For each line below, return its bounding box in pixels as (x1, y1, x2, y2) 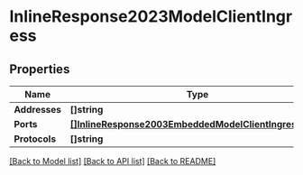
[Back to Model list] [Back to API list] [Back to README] (9, 156, 216, 166)
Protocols (14, 133, 57, 145)
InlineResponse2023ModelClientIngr (9, 6, 293, 27)
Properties (9, 61, 70, 77)
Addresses (14, 104, 61, 115)
